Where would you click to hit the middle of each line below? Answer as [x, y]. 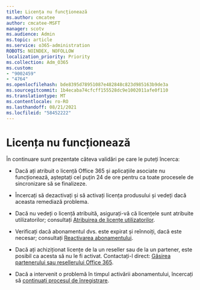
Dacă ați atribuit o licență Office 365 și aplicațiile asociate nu [90, 171]
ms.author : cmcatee [31, 17]
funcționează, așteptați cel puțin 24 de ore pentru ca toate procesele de [104, 177]
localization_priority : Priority [48, 57]
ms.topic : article [29, 40]
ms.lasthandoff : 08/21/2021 [42, 107]
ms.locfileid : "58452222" [39, 113]
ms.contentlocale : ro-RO [37, 101]
